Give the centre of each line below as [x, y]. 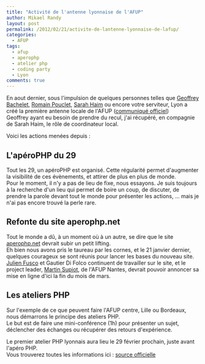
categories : [21, 35]
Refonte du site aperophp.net [63, 222]
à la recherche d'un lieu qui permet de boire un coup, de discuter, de [93, 189]
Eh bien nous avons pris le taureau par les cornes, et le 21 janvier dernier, [99, 250]
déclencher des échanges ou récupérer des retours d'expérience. [89, 330]
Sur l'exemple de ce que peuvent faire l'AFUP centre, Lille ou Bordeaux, [96, 310]
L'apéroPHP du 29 [41, 155]
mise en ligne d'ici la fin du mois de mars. [59, 276]
